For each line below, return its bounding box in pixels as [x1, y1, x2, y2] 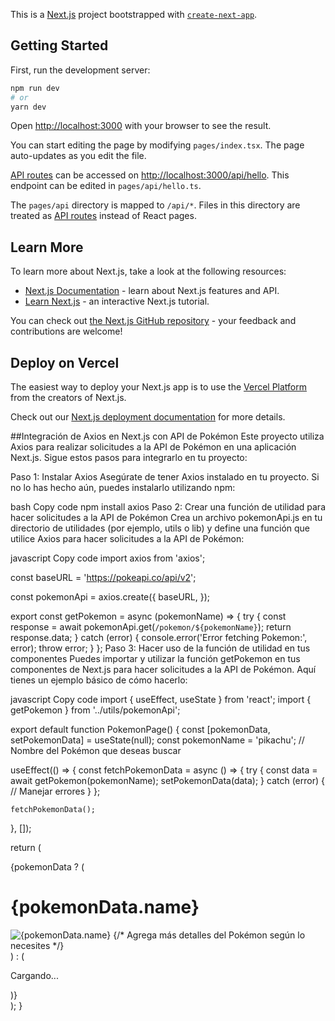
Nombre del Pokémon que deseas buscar [10, 745, 182, 757]
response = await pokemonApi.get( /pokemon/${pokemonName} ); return [10, 621, 292, 633]
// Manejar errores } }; [10, 785, 101, 798]
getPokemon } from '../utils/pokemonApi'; [10, 704, 181, 716]
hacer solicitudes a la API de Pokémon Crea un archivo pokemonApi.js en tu [10, 512, 323, 524]
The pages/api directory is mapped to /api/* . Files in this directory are [10, 199, 301, 211]
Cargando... [10, 970, 59, 981]
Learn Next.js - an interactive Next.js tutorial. [24, 295, 210, 308]
